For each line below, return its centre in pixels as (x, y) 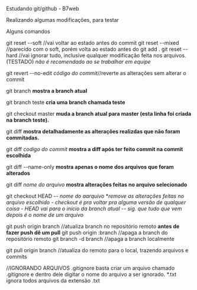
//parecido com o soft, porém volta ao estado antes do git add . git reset (94, 49)
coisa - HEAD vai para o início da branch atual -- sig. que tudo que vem (94, 208)
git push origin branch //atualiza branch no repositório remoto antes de (93, 226)
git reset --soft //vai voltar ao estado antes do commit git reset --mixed (93, 43)
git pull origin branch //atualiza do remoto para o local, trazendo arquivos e (97, 250)
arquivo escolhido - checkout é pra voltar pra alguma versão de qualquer (96, 202)
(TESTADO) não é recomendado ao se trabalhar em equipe (78, 62)
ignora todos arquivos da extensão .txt (53, 281)
